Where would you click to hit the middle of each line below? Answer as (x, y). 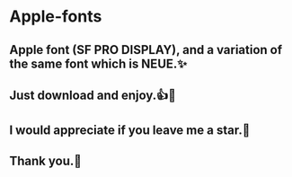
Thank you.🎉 (46, 160)
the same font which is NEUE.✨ (98, 63)
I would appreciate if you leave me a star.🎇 (130, 131)
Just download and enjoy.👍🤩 (93, 95)
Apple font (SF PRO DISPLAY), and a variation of (146, 50)
